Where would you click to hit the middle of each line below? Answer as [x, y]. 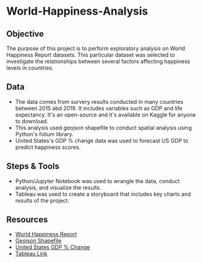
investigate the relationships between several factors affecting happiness [98, 61]
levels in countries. [30, 68]
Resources [27, 220]
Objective [25, 34]
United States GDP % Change [52, 247]
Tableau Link [31, 254]
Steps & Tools [33, 166]
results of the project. [42, 200]
